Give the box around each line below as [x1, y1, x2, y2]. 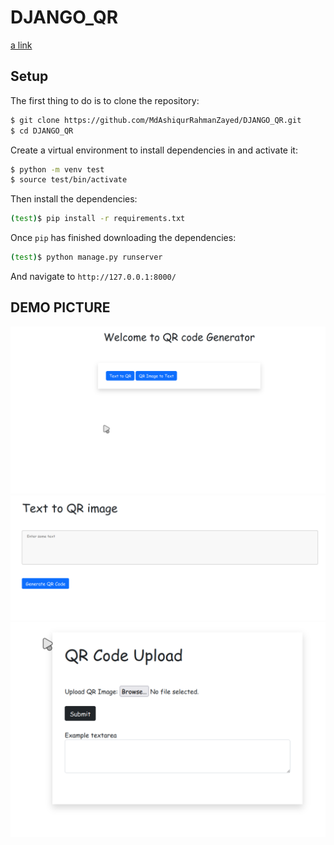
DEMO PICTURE [10, 299, 111, 316]
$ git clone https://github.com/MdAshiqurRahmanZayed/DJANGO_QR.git [10, 115, 302, 125]
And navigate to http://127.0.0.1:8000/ [10, 271, 177, 282]
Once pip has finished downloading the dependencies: [10, 232, 237, 244]
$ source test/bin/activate [10, 175, 128, 185]
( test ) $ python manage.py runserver [10, 252, 163, 263]
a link [10, 39, 33, 51]
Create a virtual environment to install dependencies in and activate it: [10, 144, 298, 156]
